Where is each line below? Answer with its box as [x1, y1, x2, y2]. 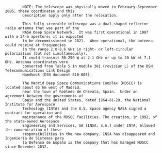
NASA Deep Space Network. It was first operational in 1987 [22, 30, 149, 35]
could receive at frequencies [5, 43, 66, 47]
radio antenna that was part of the [5, 26, 79, 31]
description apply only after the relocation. [22, 13, 118, 18]
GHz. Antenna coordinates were [5, 60, 68, 64]
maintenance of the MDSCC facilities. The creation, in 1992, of [22, 115, 158, 120]
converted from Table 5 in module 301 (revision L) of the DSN [22, 64, 153, 69]
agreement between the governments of [5, 93, 83, 98]
